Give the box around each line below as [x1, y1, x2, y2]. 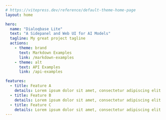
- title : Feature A [10, 83, 52, 89]
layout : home [5, 12, 33, 17]
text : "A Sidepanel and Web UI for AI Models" [10, 31, 111, 36]
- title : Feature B [10, 93, 52, 98]
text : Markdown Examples [18, 50, 72, 55]
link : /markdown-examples [18, 55, 74, 60]
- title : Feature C [10, 102, 52, 108]
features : [5, 78, 27, 84]
